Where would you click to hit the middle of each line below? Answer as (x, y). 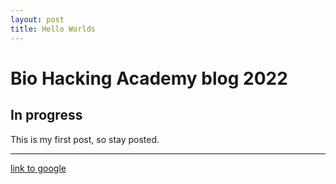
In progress (46, 115)
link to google (38, 168)
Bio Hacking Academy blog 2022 (149, 78)
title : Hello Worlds (53, 29)
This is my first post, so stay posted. (85, 139)
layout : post (37, 19)
